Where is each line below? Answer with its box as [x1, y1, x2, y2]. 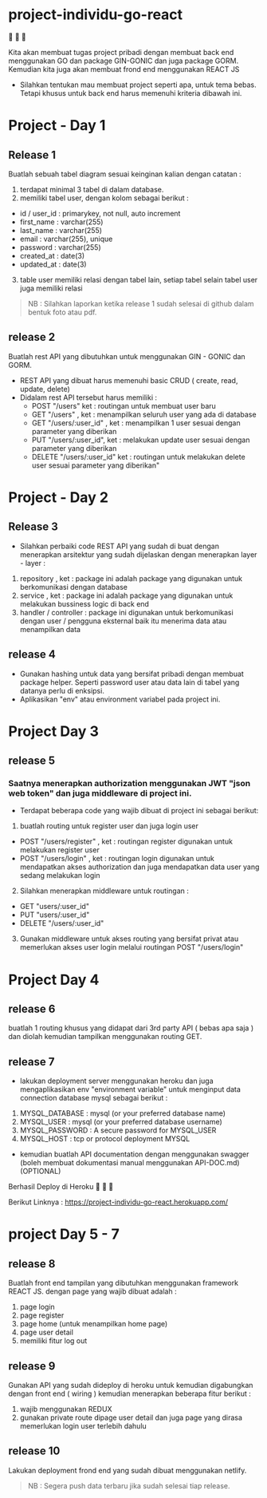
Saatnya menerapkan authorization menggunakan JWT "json [8, 778, 251, 789]
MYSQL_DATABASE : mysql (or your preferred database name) [19, 1109, 226, 1118]
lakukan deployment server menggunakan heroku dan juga [19, 1076, 214, 1086]
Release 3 [8, 520, 58, 534]
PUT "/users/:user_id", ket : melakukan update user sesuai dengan [31, 435, 250, 445]
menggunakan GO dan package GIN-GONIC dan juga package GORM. [8, 56, 239, 65]
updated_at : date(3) [19, 259, 87, 269]
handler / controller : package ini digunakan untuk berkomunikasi [19, 607, 234, 617]
